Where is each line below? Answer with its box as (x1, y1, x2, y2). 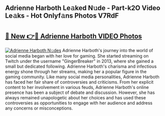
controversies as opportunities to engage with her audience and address (5, 100, 153, 106)
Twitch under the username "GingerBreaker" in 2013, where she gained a (5, 58, 154, 64)
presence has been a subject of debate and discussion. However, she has (5, 89, 155, 95)
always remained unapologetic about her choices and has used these (5, 95, 146, 100)
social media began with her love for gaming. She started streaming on (5, 53, 149, 58)
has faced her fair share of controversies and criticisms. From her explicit (5, 79, 154, 85)
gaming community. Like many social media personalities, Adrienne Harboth (5, 74, 160, 80)
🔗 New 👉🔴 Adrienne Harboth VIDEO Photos (5, 32, 142, 40)
